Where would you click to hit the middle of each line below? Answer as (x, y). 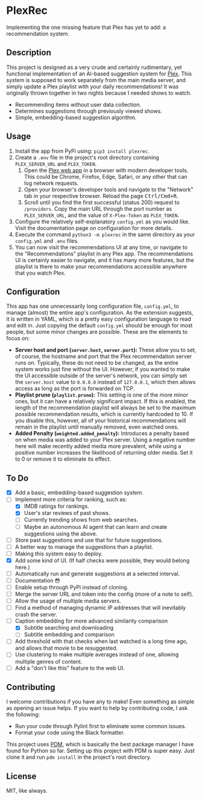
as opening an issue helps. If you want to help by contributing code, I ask (97, 708)
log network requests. (51, 183)
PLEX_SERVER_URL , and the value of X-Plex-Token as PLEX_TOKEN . (102, 215)
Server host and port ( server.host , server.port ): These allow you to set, (106, 350)
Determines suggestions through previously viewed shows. (89, 111)
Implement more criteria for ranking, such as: (71, 499)
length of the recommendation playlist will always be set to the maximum (105, 408)
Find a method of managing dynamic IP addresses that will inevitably (100, 608)
